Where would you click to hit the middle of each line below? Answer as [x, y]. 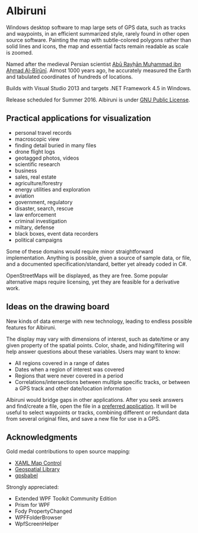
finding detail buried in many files [55, 145]
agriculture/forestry [39, 183]
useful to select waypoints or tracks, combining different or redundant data [98, 412]
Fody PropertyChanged [43, 511]
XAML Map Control [38, 463]
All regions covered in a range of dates [62, 363]
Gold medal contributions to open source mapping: [68, 452]
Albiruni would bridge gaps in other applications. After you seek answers [95, 399]
